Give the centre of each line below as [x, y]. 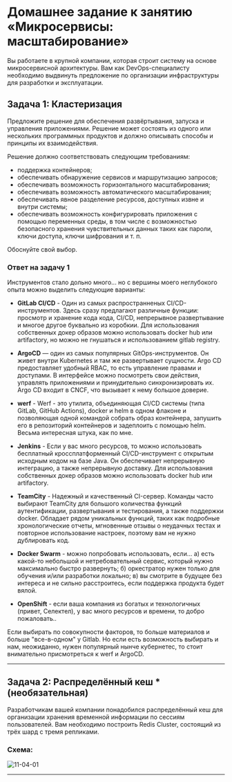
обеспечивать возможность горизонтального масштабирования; [114, 185]
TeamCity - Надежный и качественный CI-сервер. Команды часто [115, 496]
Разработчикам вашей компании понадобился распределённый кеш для [115, 709]
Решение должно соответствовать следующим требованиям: [99, 156]
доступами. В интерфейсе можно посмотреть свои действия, [108, 375]
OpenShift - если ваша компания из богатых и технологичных [109, 604]
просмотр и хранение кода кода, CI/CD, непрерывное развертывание [120, 318]
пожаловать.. [37, 619]
